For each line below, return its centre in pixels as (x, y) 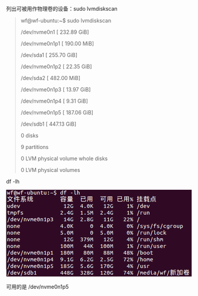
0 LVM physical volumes (50, 170)
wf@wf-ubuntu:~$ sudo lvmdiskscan (66, 20)
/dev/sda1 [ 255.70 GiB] (49, 55)
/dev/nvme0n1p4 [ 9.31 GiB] (54, 101)
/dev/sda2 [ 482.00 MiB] (51, 78)
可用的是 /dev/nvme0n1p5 (38, 287)
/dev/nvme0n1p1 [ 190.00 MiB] (57, 44)
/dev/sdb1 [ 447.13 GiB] (48, 124)
